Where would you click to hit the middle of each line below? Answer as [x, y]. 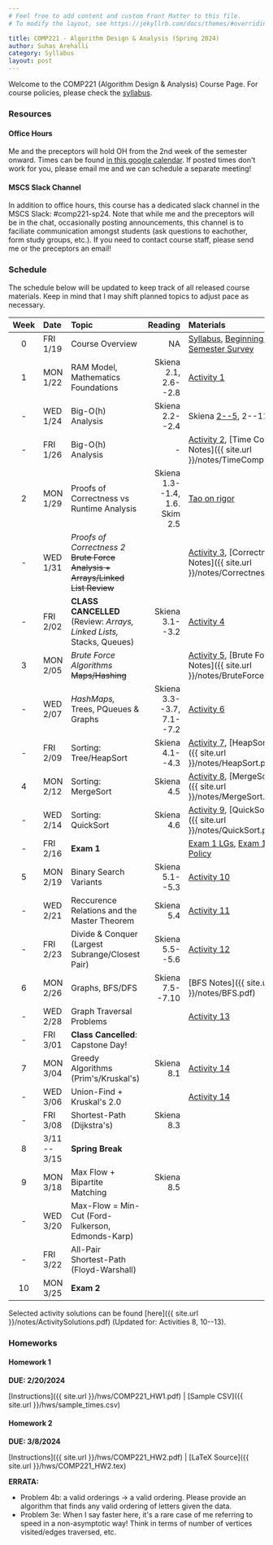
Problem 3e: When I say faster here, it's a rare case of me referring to [136, 1514]
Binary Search [97, 872]
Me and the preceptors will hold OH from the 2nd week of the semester [128, 151]
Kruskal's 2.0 [96, 1101]
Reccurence [94, 900]
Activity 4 [206, 621]
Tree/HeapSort [99, 758]
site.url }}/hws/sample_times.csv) [64, 1404]
